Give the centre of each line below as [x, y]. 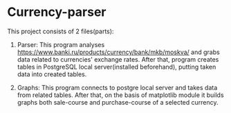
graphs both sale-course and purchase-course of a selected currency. [118, 102]
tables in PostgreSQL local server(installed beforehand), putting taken [117, 67]
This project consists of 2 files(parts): [61, 31]
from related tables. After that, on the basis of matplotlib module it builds [120, 95]
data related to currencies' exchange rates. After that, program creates [118, 59]
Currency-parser [57, 12]
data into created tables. [52, 74]
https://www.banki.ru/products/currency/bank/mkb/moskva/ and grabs [118, 52]
